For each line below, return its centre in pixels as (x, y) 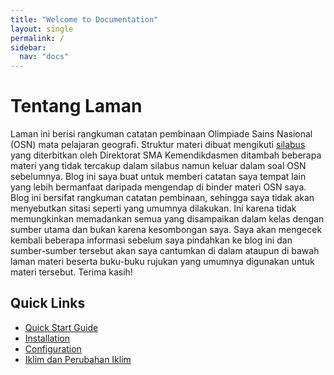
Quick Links (48, 303)
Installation (47, 338)
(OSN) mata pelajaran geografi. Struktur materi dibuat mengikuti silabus (158, 145)
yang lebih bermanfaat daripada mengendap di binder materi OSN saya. (158, 187)
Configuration (53, 348)
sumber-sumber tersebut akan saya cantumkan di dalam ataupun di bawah (165, 251)
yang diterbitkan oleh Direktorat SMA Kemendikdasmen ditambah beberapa (166, 155)
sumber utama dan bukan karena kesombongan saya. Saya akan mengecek (166, 230)
